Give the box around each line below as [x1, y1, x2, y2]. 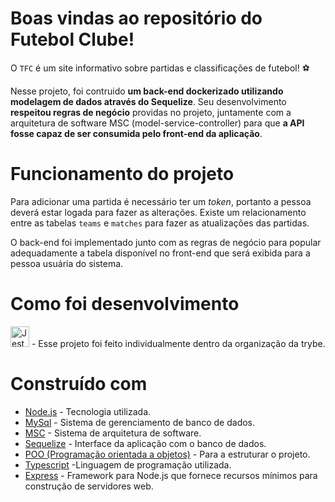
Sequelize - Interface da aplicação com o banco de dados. [24, 437, 267, 449]
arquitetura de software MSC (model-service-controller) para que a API [10, 117, 305, 129]
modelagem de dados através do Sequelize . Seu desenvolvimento [10, 95, 287, 107]
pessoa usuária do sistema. [10, 257, 124, 269]
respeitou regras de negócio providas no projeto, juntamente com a [10, 106, 292, 118]
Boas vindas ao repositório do [10, 7, 263, 30]
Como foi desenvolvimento [10, 293, 240, 316]
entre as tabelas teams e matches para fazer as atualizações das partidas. [10, 217, 310, 229]
